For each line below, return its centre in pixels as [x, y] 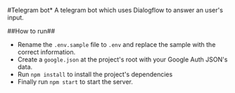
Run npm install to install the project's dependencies [95, 74]
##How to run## [31, 31]
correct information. [46, 52]
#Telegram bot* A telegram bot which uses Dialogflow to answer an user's [115, 10]
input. [16, 17]
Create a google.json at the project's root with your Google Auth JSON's [122, 59]
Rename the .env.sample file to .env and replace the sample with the [116, 44]
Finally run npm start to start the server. [75, 82]
